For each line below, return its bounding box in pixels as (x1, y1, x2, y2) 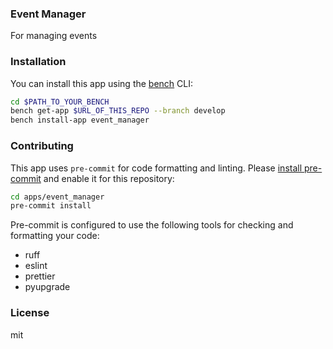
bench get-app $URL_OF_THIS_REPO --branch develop (10, 106, 226, 116)
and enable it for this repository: (43, 172, 175, 184)
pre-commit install (10, 201, 92, 211)
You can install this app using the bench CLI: (10, 77, 194, 89)
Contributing (10, 139, 74, 153)
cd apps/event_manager (10, 192, 105, 202)
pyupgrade (24, 281, 71, 293)
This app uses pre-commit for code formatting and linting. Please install (10, 162, 303, 174)
